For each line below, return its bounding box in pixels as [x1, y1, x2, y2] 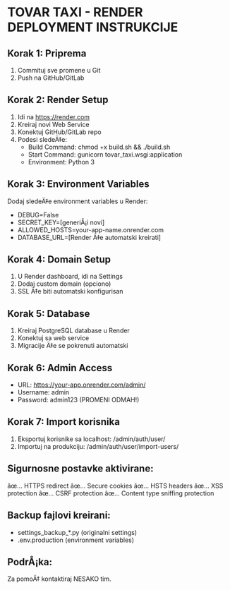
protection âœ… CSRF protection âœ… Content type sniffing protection [7, 488, 214, 498]
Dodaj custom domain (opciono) [17, 279, 111, 288]
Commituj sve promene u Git [17, 66, 101, 74]
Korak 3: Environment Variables [7, 178, 150, 191]
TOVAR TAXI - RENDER [7, 4, 143, 20]
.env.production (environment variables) [17, 536, 135, 544]
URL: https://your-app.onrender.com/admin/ [17, 380, 146, 389]
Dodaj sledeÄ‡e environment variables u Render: [7, 197, 148, 205]
